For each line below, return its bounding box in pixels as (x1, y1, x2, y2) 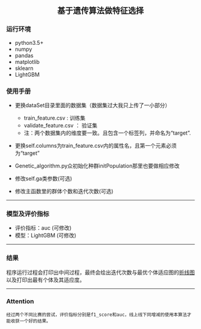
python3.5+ (14, 39, 44, 46)
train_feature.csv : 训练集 (23, 114, 86, 121)
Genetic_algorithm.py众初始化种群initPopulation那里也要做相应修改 (14, 162, 180, 169)
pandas (14, 51, 34, 59)
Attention (6, 297, 34, 305)
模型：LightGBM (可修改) (14, 232, 77, 239)
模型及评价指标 (6, 209, 50, 218)
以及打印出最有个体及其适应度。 (6, 276, 85, 283)
